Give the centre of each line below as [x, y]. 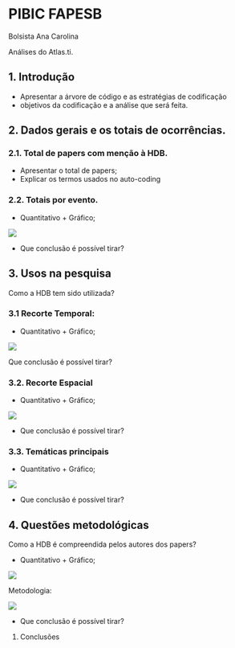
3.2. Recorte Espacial [51, 383]
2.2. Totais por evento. [53, 200]
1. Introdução [41, 77]
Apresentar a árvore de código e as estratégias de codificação [123, 96]
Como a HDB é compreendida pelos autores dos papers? [102, 544]
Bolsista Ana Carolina [43, 36]
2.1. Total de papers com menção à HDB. [88, 154]
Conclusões [40, 637]
